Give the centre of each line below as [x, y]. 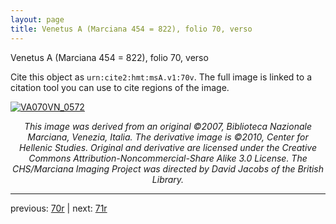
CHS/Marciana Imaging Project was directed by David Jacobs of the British [168, 168]
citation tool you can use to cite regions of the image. [120, 87]
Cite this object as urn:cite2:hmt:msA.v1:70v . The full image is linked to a [161, 77]
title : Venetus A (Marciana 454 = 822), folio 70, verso [131, 29]
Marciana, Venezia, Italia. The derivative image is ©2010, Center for [168, 137]
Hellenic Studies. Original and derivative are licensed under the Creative [168, 147]
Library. [168, 179]
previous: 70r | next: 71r [59, 208]
